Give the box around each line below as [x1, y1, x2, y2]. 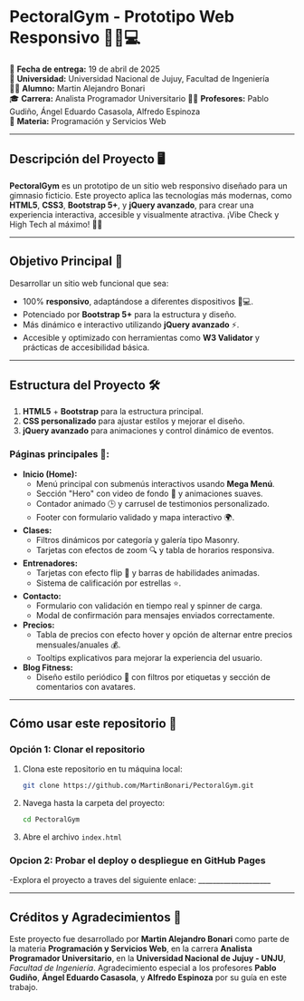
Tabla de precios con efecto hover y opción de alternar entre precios [35, 628, 293, 640]
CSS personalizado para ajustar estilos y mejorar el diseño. [22, 415, 246, 427]
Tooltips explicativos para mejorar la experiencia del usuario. [35, 652, 263, 663]
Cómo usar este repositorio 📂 [9, 716, 177, 732]
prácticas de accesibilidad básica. [22, 342, 150, 353]
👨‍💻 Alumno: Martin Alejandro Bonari [9, 83, 146, 93]
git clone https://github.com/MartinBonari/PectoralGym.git [22, 782, 254, 791]
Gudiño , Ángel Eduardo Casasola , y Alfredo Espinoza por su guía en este [9, 972, 288, 983]
